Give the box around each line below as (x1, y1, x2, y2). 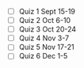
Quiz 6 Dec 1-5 (18, 51, 68, 61)
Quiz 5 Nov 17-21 (18, 43, 74, 52)
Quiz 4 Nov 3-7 (18, 33, 69, 43)
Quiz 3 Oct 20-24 (18, 25, 77, 34)
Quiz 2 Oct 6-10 (18, 16, 71, 25)
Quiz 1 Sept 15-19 (18, 7, 76, 16)
